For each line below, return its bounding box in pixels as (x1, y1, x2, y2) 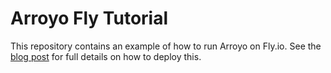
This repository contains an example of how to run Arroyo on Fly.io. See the (10, 40, 322, 52)
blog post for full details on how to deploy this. (10, 50, 202, 62)
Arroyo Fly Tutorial (10, 7, 169, 30)
